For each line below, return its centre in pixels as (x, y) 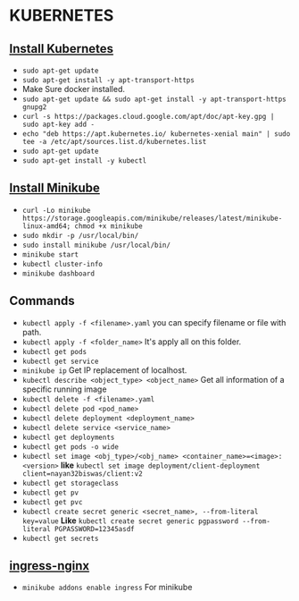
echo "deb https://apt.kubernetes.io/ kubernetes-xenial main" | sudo (156, 134)
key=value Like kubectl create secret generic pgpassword (130, 521)
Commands (42, 301)
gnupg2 (34, 107)
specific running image (64, 389)
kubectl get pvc (52, 502)
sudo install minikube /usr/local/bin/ (96, 245)
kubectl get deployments (68, 437)
